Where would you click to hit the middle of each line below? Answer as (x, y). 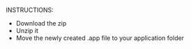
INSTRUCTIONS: (30, 10)
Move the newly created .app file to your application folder (100, 38)
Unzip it (27, 31)
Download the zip (41, 23)
